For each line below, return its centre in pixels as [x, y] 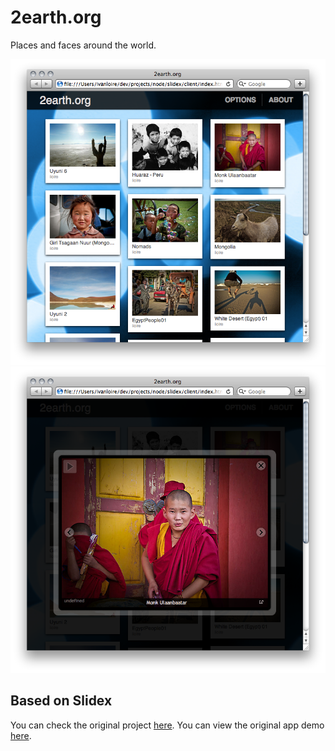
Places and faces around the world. [83, 45]
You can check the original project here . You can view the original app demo [167, 725]
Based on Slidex [61, 701]
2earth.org [56, 17]
